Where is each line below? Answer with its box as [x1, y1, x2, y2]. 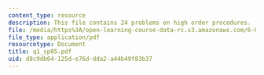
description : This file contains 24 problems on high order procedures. [8, 19, 251, 27]
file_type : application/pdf [8, 33, 101, 41]
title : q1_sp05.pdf [8, 48, 72, 55]
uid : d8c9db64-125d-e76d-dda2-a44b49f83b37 [8, 55, 153, 63]
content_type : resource [8, 11, 86, 20]
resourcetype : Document [8, 41, 86, 48]
